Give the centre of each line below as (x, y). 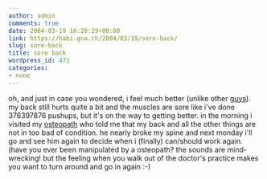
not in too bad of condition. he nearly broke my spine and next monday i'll (130, 132)
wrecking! (25, 158)
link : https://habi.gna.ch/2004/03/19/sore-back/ (93, 38)
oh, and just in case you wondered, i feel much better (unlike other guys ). (129, 98)
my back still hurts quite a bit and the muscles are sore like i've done (122, 107)
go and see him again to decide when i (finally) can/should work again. (125, 140)
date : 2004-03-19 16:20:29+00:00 (64, 31)
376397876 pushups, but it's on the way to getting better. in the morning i (130, 115)
